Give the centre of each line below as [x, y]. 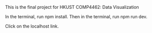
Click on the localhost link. [32, 26]
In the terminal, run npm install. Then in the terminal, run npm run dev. [76, 16]
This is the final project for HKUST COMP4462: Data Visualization [72, 7]
